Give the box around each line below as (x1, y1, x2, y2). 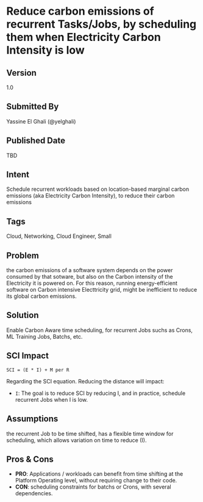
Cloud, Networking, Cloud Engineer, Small (6, 232, 112, 240)
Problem (6, 250, 40, 260)
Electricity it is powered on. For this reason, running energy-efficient (6, 279, 178, 287)
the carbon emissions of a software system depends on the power (6, 267, 173, 274)
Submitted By (6, 102, 59, 112)
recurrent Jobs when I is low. (15, 396, 88, 403)
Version (6, 67, 37, 78)
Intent (6, 169, 29, 180)
